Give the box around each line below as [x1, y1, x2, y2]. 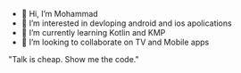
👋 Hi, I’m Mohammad [21, 9, 99, 19]
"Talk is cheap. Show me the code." [8, 54, 139, 64]
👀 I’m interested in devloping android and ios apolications [21, 18, 233, 28]
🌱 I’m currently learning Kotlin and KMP [21, 28, 166, 37]
